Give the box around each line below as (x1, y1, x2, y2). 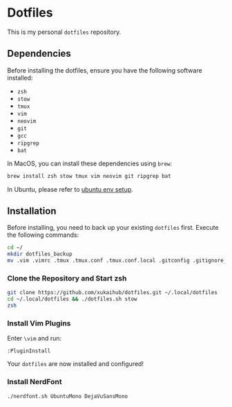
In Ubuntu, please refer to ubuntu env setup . (7, 185, 133, 193)
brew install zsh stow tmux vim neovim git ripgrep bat (7, 172, 171, 179)
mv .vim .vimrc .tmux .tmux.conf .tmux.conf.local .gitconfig (7, 257, 190, 264)
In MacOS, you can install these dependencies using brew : (7, 159, 173, 168)
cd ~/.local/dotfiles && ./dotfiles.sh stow (7, 296, 137, 302)
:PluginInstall (7, 347, 51, 354)
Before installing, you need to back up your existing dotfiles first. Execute (7, 224, 219, 232)
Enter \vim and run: (7, 334, 62, 343)
